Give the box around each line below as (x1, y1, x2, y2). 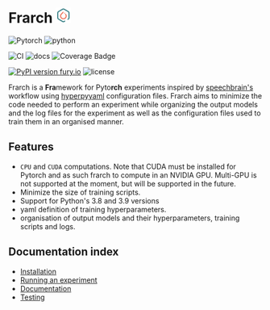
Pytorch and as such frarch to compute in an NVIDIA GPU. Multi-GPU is (19, 170, 257, 180)
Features (8, 140, 54, 154)
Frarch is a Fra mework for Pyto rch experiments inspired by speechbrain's (8, 82, 254, 92)
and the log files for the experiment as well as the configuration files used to (8, 108, 261, 118)
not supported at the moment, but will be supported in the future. (19, 178, 236, 188)
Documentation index (8, 245, 119, 259)
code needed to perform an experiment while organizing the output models (8, 99, 258, 109)
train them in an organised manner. (8, 116, 125, 126)
